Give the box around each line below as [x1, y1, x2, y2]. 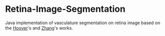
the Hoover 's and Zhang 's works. [5, 25, 73, 31]
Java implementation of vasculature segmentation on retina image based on [5, 20, 161, 26]
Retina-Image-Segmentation [5, 3, 125, 15]
